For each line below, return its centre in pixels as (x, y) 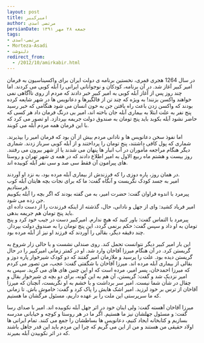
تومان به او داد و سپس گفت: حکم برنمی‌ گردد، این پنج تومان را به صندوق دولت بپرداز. (102, 225)
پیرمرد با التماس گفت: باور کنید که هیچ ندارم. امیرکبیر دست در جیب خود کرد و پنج (98, 219)
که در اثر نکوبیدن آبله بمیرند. (38, 333)
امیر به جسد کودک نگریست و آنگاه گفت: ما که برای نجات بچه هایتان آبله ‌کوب (93, 181)
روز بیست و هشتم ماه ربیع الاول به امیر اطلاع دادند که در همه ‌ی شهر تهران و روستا (100, 156)
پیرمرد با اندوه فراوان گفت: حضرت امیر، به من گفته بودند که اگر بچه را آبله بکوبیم (98, 193)
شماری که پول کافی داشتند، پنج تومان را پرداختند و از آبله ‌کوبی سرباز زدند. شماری (99, 143)
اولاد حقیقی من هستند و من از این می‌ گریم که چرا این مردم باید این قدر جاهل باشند (100, 326)
